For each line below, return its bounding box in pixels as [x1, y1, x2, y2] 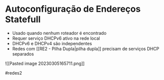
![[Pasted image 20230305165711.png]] [5, 60, 85, 66]
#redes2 [5, 70, 22, 76]
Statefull [5, 14, 41, 25]
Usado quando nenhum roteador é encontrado [12, 30, 107, 36]
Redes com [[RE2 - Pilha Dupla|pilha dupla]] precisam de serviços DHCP [12, 46, 160, 52]
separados [12, 51, 34, 57]
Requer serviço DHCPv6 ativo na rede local [12, 35, 100, 41]
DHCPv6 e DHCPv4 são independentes [12, 40, 92, 46]
